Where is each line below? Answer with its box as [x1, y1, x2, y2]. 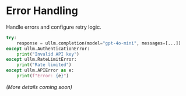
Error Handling [6, 4, 79, 18]
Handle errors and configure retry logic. [6, 23, 102, 30]
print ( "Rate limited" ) [16, 62, 72, 68]
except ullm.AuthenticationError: [6, 46, 90, 52]
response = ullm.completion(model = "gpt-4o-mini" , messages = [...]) [16, 40, 181, 46]
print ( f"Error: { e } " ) [16, 73, 69, 79]
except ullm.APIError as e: [6, 67, 75, 74]
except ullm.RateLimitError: [6, 57, 77, 63]
